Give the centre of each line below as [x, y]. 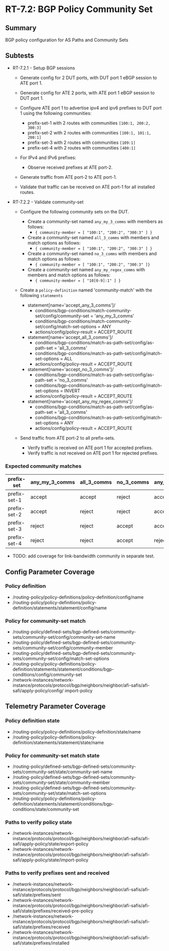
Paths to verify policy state [39, 822]
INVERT [72, 391]
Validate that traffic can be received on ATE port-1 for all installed [87, 187]
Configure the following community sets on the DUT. [74, 211]
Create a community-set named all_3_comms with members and [93, 237]
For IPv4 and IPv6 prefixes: [48, 158]
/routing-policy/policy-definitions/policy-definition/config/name [78, 597]
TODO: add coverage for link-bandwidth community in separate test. [83, 556]
